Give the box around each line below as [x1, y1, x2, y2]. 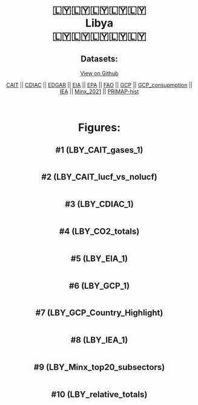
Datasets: [81, 53, 118, 64]
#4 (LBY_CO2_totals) [59, 226, 140, 237]
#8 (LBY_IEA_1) [70, 335, 128, 345]
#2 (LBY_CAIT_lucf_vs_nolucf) [41, 172, 158, 182]
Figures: [78, 121, 120, 134]
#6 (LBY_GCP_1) [68, 280, 130, 291]
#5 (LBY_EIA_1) [70, 253, 128, 263]
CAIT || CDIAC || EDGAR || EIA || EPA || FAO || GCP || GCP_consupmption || [6, 82, 193, 88]
